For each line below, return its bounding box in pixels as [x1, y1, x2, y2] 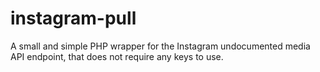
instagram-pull [10, 7, 137, 30]
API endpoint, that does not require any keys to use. [10, 50, 224, 62]
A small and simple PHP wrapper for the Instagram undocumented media [10, 40, 311, 52]
